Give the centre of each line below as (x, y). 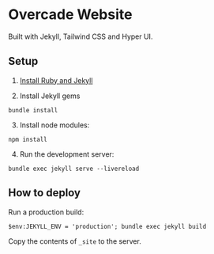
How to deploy (45, 193)
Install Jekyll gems (50, 96)
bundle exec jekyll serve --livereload (74, 169)
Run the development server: (67, 154)
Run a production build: (46, 212)
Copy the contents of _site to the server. (75, 241)
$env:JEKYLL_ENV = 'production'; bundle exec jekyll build (107, 226)
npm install (28, 139)
